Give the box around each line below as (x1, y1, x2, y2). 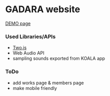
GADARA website (5, 4, 80, 15)
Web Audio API (12, 50, 45, 56)
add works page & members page (12, 80, 84, 86)
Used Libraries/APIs (5, 33, 56, 40)
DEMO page (5, 20, 31, 26)
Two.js (12, 45, 27, 51)
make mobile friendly (12, 85, 57, 91)
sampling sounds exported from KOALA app (12, 55, 105, 61)
